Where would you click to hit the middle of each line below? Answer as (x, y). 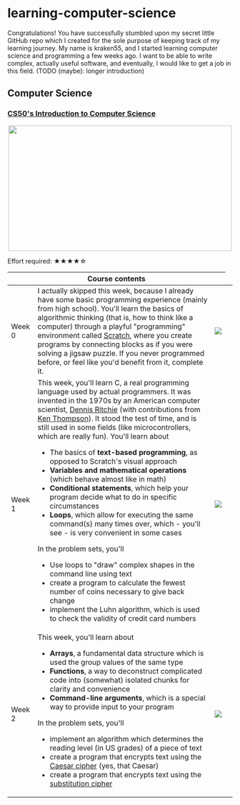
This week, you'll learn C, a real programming (113, 382)
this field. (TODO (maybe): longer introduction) (76, 71)
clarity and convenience (90, 689)
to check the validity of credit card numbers (123, 618)
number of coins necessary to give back (117, 591)
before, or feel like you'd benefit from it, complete (120, 362)
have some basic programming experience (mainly (122, 299)
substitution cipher (81, 784)
